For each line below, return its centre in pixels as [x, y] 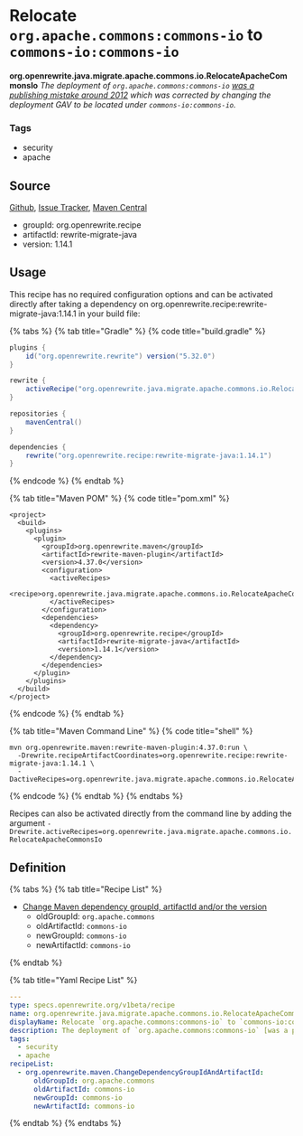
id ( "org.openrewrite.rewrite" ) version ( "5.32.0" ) [121, 356]
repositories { [38, 414]
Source [30, 186]
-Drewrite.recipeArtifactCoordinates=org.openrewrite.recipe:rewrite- [153, 756]
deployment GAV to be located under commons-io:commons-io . [123, 104]
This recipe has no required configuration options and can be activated [141, 294]
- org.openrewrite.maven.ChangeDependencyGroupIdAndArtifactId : [141, 1073]
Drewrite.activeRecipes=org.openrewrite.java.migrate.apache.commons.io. [151, 832]
